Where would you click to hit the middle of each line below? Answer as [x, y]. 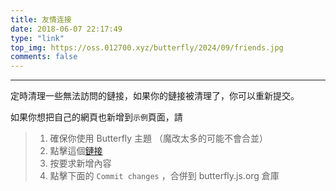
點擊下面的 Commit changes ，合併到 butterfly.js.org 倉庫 [164, 176]
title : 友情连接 [41, 19]
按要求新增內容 [80, 163]
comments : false [44, 57]
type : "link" [37, 38]
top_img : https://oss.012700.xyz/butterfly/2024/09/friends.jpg [147, 47]
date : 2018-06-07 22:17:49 [66, 29]
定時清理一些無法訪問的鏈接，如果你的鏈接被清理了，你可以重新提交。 [155, 96]
